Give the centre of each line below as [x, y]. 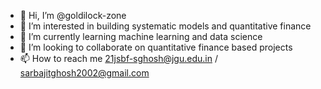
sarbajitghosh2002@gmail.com [84, 73]
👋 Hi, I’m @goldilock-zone [73, 15]
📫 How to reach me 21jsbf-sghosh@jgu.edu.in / [118, 58]
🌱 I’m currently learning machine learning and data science [141, 36]
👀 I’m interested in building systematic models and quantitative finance [165, 26]
